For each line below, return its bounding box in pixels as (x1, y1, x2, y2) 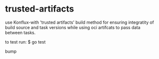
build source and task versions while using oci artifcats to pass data (5, 24, 141, 30)
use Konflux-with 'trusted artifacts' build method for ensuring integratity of (5, 19, 154, 25)
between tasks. (5, 29, 36, 35)
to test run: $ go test (5, 39, 46, 44)
